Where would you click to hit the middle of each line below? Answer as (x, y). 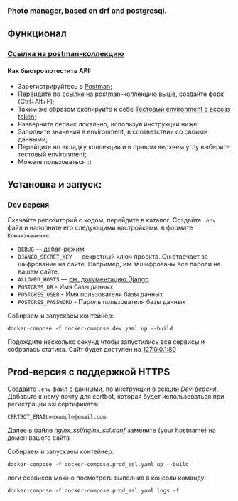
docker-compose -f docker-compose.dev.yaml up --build (90, 329)
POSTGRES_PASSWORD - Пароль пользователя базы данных (102, 302)
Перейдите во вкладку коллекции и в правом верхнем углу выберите (124, 147)
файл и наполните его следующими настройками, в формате (100, 228)
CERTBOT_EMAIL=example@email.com (57, 417)
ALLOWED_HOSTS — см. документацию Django (83, 279)
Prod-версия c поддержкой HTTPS (89, 372)
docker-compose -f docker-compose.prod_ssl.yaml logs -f (93, 490)
